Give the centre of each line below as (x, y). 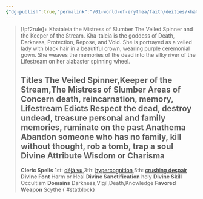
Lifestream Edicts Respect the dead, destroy (106, 109)
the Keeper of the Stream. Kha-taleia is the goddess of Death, (98, 35)
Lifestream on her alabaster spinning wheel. (75, 61)
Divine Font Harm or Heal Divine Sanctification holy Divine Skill (101, 177)
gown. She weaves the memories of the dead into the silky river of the (108, 54)
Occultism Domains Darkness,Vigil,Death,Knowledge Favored (98, 183)
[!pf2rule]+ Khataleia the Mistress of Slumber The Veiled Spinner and (107, 29)
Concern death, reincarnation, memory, (97, 99)
